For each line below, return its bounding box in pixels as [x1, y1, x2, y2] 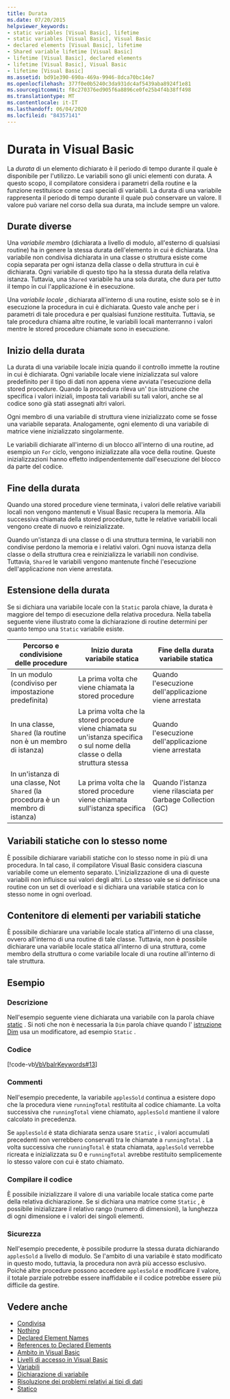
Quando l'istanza [152, 778, 207, 787]
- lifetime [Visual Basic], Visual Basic [7, 61, 127, 68]
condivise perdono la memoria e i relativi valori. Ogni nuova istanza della [7, 543, 212, 551]
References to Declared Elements [16, 1341, 112, 1350]
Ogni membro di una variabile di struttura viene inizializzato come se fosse [7, 413, 218, 421]
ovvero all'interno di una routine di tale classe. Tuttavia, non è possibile [7, 935, 207, 944]
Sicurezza [7, 1229, 41, 1239]
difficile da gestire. [7, 1281, 60, 1289]
